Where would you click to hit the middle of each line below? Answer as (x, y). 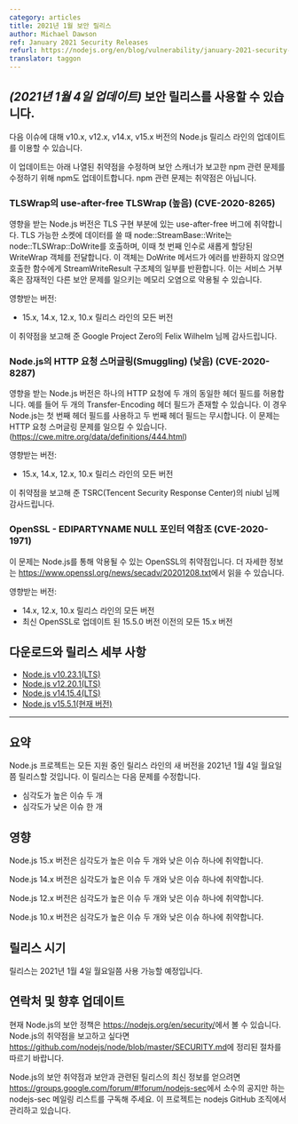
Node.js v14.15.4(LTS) (61, 693)
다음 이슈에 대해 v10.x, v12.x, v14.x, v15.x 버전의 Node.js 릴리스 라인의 (132, 136)
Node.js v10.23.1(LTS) (61, 674)
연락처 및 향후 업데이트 (67, 1002)
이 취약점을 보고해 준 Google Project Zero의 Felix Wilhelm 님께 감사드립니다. (143, 336)
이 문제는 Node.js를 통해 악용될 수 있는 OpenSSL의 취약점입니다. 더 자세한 (138, 562)
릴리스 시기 (38, 948)
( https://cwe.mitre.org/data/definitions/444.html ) (98, 437)
